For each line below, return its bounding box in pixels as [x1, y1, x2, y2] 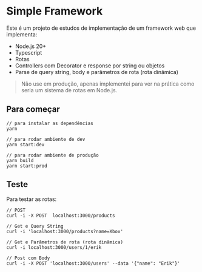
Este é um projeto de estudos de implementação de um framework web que [6, 24, 196, 32]
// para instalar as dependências [6, 120, 94, 126]
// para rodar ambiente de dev [6, 136, 86, 142]
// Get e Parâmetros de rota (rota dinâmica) [6, 239, 123, 245]
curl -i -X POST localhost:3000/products [6, 212, 115, 219]
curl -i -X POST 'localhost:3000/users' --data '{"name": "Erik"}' [6, 260, 181, 267]
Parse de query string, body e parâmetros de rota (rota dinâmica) [15, 68, 179, 75]
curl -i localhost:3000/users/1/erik [6, 244, 102, 250]
